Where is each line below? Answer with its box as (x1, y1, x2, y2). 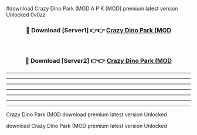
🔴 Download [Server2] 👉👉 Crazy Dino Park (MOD (25, 57, 172, 65)
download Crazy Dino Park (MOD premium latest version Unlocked (6, 122, 167, 129)
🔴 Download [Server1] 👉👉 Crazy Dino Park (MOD (25, 26, 172, 34)
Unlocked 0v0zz (6, 11, 46, 18)
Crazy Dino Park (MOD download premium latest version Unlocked (6, 111, 167, 118)
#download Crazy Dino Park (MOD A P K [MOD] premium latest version (6, 5, 178, 12)
